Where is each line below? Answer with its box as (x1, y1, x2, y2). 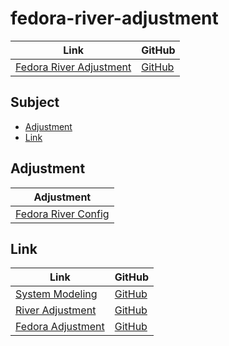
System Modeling (15, 287, 98, 301)
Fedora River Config (15, 207, 110, 221)
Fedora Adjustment (15, 320, 105, 334)
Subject (10, 94, 60, 111)
